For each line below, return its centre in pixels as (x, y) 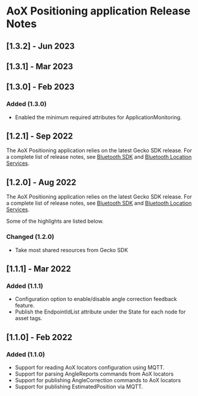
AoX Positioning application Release (98, 11)
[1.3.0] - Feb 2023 (40, 87)
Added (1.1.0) (25, 354)
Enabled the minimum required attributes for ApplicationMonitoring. (98, 117)
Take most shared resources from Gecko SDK (71, 250)
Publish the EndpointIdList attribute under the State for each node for (100, 312)
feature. (25, 306)
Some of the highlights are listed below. (55, 221)
